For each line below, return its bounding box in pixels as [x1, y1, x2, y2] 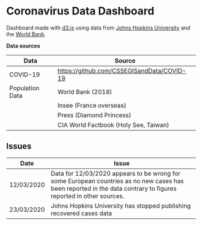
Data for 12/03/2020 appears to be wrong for [50, 169, 181, 177]
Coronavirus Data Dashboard [6, 4, 155, 18]
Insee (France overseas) [57, 101, 127, 109]
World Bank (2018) [57, 87, 112, 96]
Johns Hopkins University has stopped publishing [50, 202, 191, 210]
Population [9, 84, 40, 92]
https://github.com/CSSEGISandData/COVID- [57, 66, 186, 75]
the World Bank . [6, 30, 46, 37]
